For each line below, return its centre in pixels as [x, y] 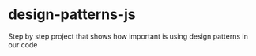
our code [23, 44]
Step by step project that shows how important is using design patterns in [128, 36]
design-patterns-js [72, 15]
